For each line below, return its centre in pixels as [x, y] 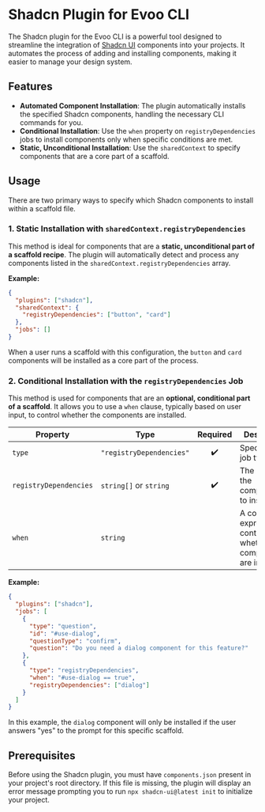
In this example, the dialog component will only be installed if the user [122, 723]
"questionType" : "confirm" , [75, 641]
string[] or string [135, 486]
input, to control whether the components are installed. [97, 415]
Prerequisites [42, 755]
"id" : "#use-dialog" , [65, 634]
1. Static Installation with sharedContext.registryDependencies [127, 229]
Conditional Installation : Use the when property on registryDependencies [138, 131]
